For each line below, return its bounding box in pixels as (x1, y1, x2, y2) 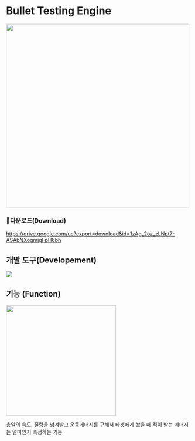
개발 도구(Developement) (6, 255, 97, 265)
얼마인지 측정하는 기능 (12, 428, 63, 435)
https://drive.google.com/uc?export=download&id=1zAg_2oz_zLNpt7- (6, 230, 175, 237)
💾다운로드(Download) (6, 216, 66, 224)
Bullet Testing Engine (6, 4, 111, 18)
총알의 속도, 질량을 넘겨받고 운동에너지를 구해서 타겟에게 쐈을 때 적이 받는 (6, 421, 173, 428)
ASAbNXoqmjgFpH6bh (6, 237, 61, 244)
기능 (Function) (6, 289, 61, 299)
